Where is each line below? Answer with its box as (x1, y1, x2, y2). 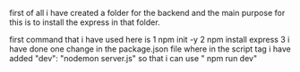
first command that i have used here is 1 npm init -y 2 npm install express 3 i (9, 35, 290, 44)
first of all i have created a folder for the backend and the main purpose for (9, 8, 286, 18)
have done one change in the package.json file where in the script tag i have (9, 44, 291, 54)
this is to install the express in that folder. (9, 17, 160, 28)
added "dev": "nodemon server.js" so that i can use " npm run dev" (9, 53, 258, 63)
